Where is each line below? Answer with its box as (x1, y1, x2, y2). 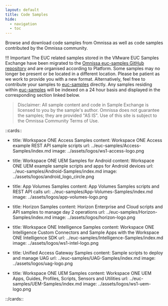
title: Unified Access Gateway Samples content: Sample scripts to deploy (12, 250, 163, 256)
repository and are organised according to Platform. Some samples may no (5, 66, 160, 72)
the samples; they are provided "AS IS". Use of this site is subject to (17, 112, 157, 118)
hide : (5, 17, 17, 22)
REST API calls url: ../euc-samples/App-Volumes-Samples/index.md (12, 189, 153, 195)
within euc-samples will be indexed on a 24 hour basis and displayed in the (5, 87, 160, 93)
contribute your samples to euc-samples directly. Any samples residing (5, 81, 152, 88)
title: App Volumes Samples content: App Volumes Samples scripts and (12, 184, 159, 190)
